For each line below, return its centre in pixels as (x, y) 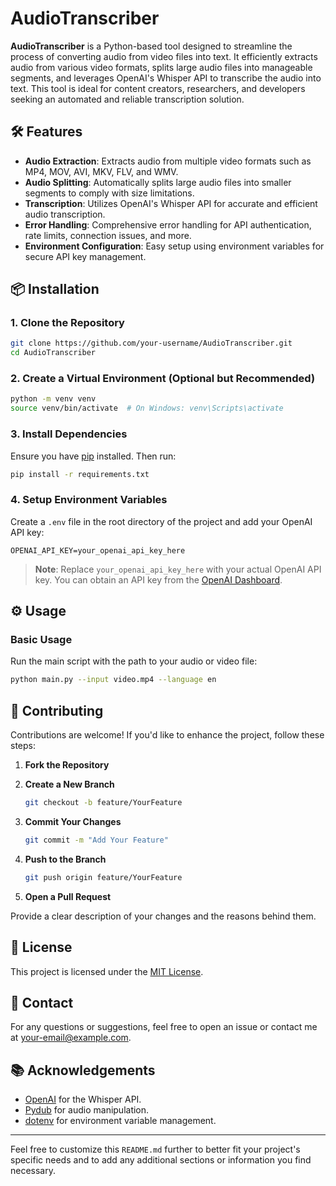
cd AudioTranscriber (53, 353)
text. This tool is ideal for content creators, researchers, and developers (158, 88)
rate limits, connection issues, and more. (108, 235)
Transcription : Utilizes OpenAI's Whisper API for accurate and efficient (171, 203)
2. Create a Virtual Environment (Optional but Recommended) (163, 379)
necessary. (33, 1171)
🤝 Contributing (57, 710)
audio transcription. (65, 214)
